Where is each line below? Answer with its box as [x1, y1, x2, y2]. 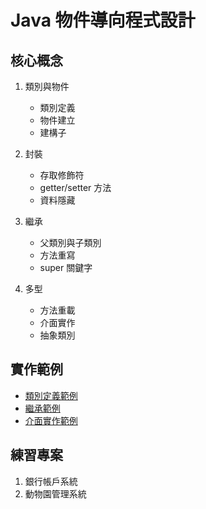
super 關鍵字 [39, 262, 93, 273]
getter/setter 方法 [39, 182, 112, 193]
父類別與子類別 [39, 237, 102, 248]
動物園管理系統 [24, 487, 87, 500]
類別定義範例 [24, 389, 78, 401]
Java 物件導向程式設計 [10, 9, 196, 32]
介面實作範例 [24, 414, 78, 426]
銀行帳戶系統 [24, 475, 78, 487]
